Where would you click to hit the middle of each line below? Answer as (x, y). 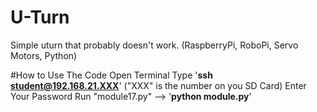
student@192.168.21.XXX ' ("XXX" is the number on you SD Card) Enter (158, 85)
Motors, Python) (44, 55)
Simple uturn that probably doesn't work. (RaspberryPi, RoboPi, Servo (154, 45)
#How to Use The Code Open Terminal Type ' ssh (111, 75)
